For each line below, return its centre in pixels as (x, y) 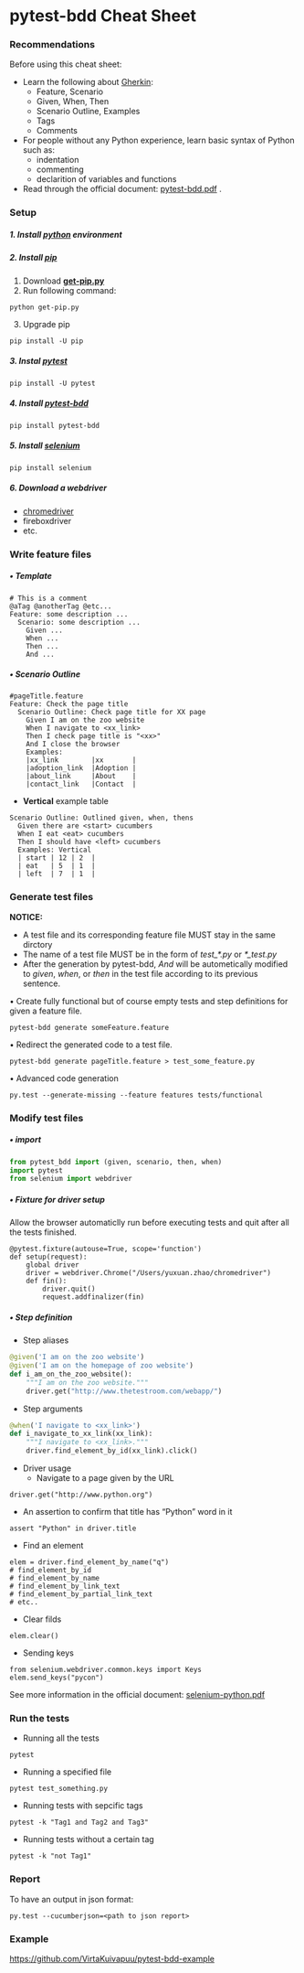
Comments (57, 131)
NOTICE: (26, 917)
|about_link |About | (81, 777)
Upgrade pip (46, 324)
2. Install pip (33, 258)
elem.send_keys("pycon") (57, 1678)
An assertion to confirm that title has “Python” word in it (127, 1512)
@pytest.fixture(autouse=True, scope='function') (106, 1249)
